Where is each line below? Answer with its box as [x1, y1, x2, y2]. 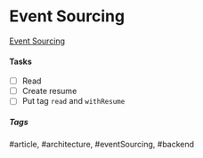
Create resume [21, 86, 77, 97]
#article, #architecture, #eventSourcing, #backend [9, 139, 194, 150]
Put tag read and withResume [21, 96, 126, 107]
